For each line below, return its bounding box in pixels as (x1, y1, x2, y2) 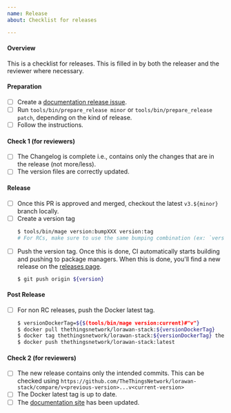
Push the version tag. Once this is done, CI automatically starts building (17, 247, 221, 256)
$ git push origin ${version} (17, 276, 105, 282)
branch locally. (17, 206, 59, 215)
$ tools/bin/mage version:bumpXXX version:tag (17, 228, 154, 235)
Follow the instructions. (17, 121, 84, 129)
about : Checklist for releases (7, 17, 97, 23)
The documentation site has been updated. (17, 398, 140, 406)
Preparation (7, 82, 42, 90)
